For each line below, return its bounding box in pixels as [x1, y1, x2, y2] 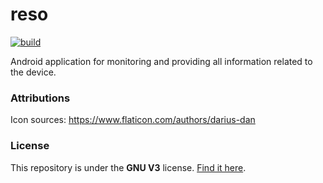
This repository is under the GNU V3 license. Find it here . [10, 161, 247, 173]
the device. [10, 66, 57, 78]
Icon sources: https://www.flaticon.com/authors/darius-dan [10, 114, 256, 126]
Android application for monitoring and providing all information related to [10, 55, 313, 67]
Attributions [10, 91, 71, 105]
